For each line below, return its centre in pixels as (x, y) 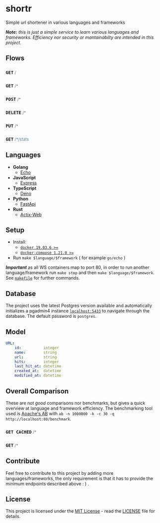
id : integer (37, 348)
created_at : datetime (38, 371)
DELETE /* (16, 113)
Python (21, 199)
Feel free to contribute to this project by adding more (59, 473)
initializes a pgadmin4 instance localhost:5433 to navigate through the (78, 311)
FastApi (28, 204)
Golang (21, 167)
